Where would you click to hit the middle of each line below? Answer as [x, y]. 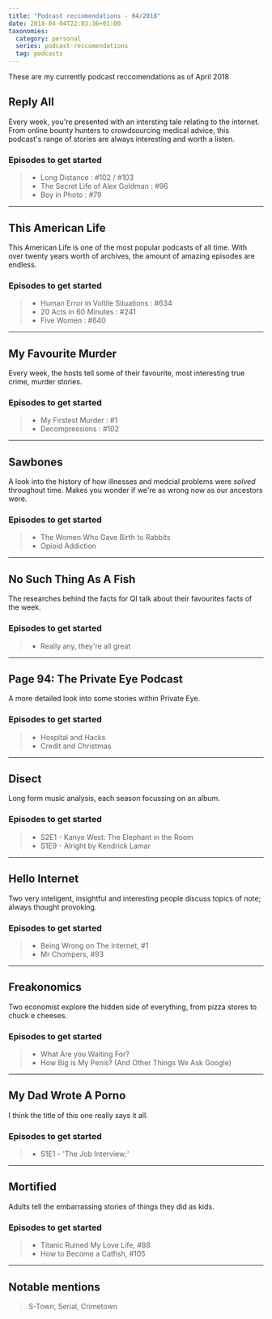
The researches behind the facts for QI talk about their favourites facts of [130, 599]
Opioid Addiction [68, 546]
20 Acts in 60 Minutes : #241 [88, 312]
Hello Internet [44, 879]
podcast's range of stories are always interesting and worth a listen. [121, 139]
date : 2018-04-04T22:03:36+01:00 [65, 24]
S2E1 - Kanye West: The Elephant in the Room [117, 837]
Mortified [32, 1187]
